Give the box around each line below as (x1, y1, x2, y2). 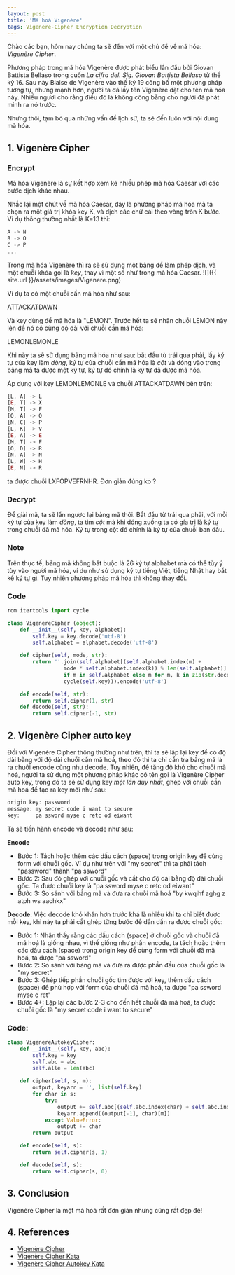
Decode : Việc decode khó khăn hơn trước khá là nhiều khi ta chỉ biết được (7, 910, 221, 918)
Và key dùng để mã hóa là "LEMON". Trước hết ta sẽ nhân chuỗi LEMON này (7, 316, 227, 324)
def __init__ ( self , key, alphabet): (20, 626, 127, 633)
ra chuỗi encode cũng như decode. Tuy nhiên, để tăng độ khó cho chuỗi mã (7, 763, 226, 771)
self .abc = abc (32, 1059, 77, 1066)
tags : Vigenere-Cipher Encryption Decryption (7, 23, 142, 30)
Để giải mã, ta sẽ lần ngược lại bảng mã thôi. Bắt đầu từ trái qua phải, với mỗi (7, 511, 228, 519)
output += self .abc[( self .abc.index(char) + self (57, 1103, 205, 1110)
